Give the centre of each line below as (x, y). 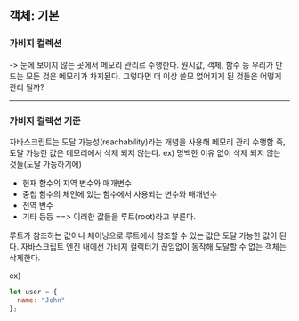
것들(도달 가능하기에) (46, 164)
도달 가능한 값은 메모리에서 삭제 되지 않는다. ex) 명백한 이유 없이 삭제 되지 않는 (145, 152)
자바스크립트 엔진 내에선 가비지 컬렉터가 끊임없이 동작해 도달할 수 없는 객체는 (154, 246)
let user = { (33, 292)
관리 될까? (27, 86)
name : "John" (41, 300)
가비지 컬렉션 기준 (45, 120)
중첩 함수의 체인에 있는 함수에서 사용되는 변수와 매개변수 (120, 193)
